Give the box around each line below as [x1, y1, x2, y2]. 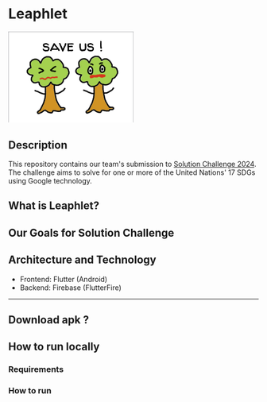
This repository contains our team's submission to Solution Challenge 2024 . [8, 160, 257, 169]
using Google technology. [8, 176, 93, 186]
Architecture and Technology [8, 253, 157, 267]
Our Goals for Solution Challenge [8, 226, 175, 239]
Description [8, 138, 68, 152]
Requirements [8, 364, 64, 375]
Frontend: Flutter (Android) [19, 274, 108, 284]
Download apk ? [8, 313, 90, 327]
